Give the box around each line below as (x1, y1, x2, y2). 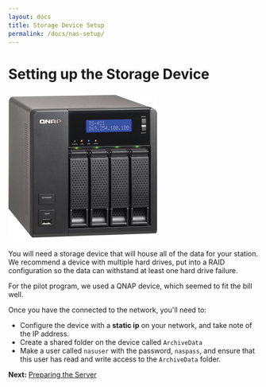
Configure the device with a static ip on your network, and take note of (19, 321, 253, 330)
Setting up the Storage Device (8, 64, 210, 83)
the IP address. (19, 329, 70, 338)
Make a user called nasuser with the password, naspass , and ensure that (19, 346, 256, 356)
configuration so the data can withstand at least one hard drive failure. (8, 266, 238, 276)
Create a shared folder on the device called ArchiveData (19, 338, 202, 347)
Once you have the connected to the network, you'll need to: (8, 305, 206, 315)
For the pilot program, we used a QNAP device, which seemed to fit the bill (8, 281, 253, 291)
